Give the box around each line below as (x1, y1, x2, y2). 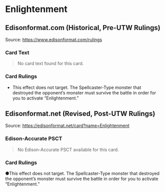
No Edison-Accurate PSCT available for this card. (17, 146, 119, 152)
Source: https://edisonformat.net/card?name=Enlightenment (5, 122, 130, 128)
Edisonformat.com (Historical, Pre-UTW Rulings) (5, 23, 161, 32)
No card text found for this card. (17, 60, 84, 66)
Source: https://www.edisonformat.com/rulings (5, 36, 102, 42)
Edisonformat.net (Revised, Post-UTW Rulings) (5, 109, 155, 118)
